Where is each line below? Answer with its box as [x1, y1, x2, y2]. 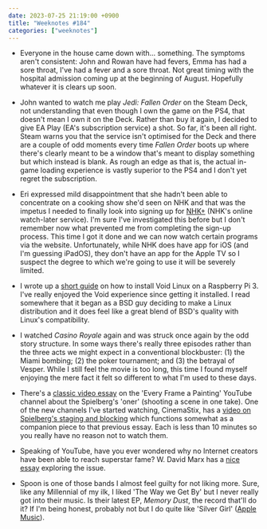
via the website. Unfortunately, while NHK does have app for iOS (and [19, 240, 249, 250]
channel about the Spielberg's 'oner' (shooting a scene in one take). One [19, 397, 259, 407]
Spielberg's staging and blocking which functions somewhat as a [19, 414, 234, 424]
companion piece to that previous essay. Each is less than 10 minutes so [19, 422, 257, 432]
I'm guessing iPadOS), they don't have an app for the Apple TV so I [19, 249, 241, 259]
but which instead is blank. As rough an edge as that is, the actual [19, 157, 237, 167]
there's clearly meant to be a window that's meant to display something [19, 148, 255, 158]
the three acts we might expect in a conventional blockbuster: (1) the [19, 348, 245, 357]
